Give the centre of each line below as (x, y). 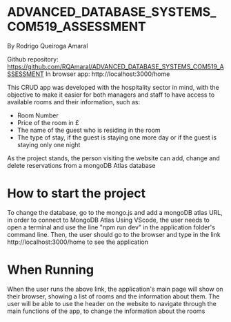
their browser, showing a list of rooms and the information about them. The (113, 296)
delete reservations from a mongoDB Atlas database (82, 165)
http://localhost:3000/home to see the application (78, 242)
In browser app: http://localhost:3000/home (108, 74)
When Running (51, 270)
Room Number (38, 115)
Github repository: (33, 59)
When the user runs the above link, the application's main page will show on (115, 289)
